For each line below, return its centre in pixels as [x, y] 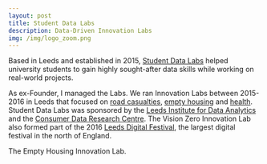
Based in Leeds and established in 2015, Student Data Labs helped [118, 61]
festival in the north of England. [60, 136]
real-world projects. [41, 78]
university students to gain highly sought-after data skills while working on [131, 70]
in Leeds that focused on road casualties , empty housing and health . [140, 102]
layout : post [30, 16]
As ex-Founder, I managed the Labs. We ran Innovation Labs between [123, 94]
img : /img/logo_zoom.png [50, 38]
